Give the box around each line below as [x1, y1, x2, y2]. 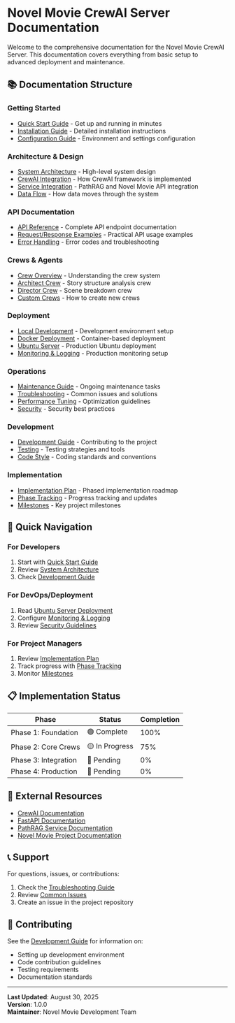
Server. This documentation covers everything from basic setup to [7, 50, 199, 59]
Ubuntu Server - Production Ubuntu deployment [17, 341, 157, 350]
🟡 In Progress [87, 741, 134, 750]
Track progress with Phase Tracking [17, 662, 122, 670]
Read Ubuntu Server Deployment [17, 606, 113, 614]
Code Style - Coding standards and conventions [17, 453, 157, 461]
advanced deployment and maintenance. [7, 57, 125, 66]
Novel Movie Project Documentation [17, 831, 122, 839]
